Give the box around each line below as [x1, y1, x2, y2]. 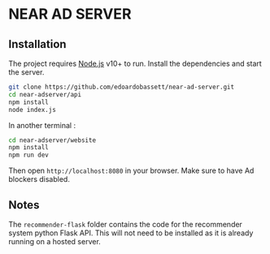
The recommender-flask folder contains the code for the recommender [8, 219, 242, 229]
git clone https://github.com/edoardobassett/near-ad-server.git [8, 83, 234, 91]
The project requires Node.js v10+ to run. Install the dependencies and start [8, 58, 262, 68]
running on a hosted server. [8, 236, 102, 246]
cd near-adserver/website [8, 136, 96, 144]
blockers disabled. [8, 174, 71, 184]
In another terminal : [8, 120, 76, 130]
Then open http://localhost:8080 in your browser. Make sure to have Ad [8, 166, 255, 175]
